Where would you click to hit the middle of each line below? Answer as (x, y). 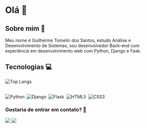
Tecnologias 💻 (29, 67)
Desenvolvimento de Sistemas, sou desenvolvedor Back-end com (73, 46)
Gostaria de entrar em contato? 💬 (46, 110)
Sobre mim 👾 (25, 29)
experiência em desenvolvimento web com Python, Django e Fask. (73, 51)
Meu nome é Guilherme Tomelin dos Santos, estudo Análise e (68, 40)
